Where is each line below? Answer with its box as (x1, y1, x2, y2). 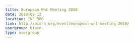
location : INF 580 (5, 16, 44, 21)
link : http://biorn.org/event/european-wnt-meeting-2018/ (5, 21, 129, 26)
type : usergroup (5, 30, 39, 35)
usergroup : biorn (5, 26, 42, 31)
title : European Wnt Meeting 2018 (5, 7, 78, 12)
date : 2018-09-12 (5, 12, 42, 17)
